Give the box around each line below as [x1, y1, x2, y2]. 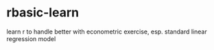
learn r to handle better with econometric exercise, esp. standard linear [6, 27, 207, 36]
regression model [6, 34, 56, 42]
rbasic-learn [6, 5, 80, 21]
